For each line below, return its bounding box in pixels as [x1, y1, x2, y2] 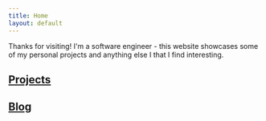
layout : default [8, 19, 63, 27]
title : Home [8, 11, 48, 20]
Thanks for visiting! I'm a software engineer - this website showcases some [8, 41, 259, 50]
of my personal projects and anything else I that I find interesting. [8, 50, 224, 59]
